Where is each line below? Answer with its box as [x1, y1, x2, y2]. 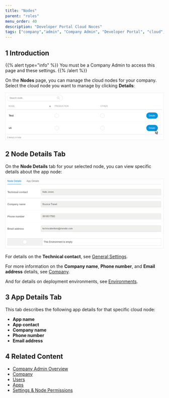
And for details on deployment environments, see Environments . [5, 278, 138, 285]
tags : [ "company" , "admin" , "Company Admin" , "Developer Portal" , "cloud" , [5, 29, 165, 35]
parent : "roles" [5, 13, 39, 19]
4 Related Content [5, 352, 63, 361]
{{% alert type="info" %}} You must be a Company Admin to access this [5, 62, 155, 68]
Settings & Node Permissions [12, 387, 73, 393]
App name [12, 316, 35, 322]
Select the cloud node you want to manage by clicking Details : [5, 82, 135, 88]
